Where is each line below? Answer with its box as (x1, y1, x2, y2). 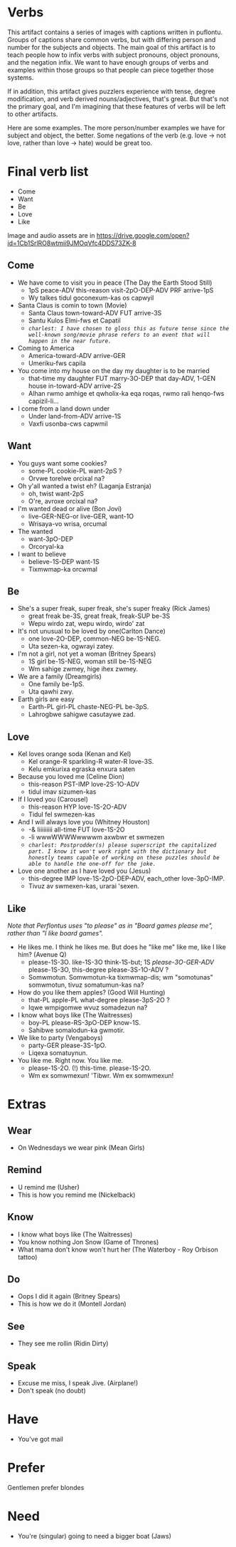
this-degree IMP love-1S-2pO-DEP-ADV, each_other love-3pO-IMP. (28, 874, 225, 883)
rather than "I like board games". (7, 928, 104, 937)
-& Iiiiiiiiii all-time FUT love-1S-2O (28, 825, 125, 834)
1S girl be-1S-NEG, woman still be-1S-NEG (28, 657, 152, 666)
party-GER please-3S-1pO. (28, 1041, 107, 1049)
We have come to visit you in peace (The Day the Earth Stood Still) (17, 278, 213, 287)
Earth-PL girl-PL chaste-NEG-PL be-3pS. (28, 703, 149, 711)
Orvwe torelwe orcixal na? (28, 474, 105, 483)
